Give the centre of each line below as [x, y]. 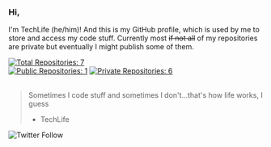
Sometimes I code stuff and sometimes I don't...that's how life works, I [145, 95]
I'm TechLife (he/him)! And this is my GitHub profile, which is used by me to [134, 30]
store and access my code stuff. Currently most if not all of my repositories [133, 38]
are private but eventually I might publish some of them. [101, 47]
